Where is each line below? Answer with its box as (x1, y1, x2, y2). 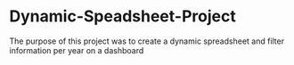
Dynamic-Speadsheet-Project (9, 6, 236, 27)
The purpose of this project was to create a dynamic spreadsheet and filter (9, 36, 285, 46)
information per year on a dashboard (9, 45, 144, 55)
